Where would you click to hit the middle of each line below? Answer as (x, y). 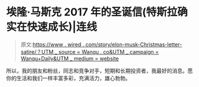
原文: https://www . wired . (52, 44)
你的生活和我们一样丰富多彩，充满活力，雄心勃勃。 (68, 78)
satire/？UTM (37, 51)
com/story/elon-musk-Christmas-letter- (134, 44)
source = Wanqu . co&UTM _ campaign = (109, 51)
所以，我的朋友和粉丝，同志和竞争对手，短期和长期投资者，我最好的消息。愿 (99, 70)
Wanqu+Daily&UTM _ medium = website (70, 58)
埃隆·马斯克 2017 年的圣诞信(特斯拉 (92, 12)
